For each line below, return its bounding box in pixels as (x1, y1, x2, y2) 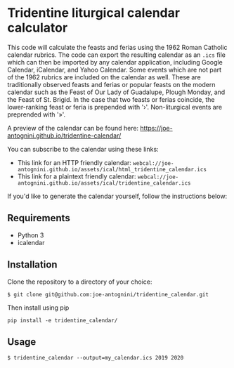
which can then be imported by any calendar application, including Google (7, 58, 223, 66)
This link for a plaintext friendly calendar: (17, 172, 136, 180)
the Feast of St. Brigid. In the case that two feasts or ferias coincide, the (7, 95, 216, 103)
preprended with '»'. (7, 110, 66, 119)
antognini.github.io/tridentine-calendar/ (7, 131, 122, 140)
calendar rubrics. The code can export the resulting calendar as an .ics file (7, 51, 226, 59)
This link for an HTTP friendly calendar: (17, 158, 132, 166)
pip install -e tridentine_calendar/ (7, 317, 118, 324)
